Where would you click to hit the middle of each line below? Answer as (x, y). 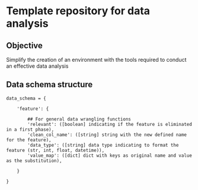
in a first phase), (30, 129)
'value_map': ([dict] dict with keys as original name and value (110, 156)
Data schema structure (49, 85)
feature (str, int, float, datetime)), (55, 150)
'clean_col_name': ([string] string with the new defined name (107, 135)
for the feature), (29, 140)
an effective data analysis (37, 66)
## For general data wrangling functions (79, 119)
